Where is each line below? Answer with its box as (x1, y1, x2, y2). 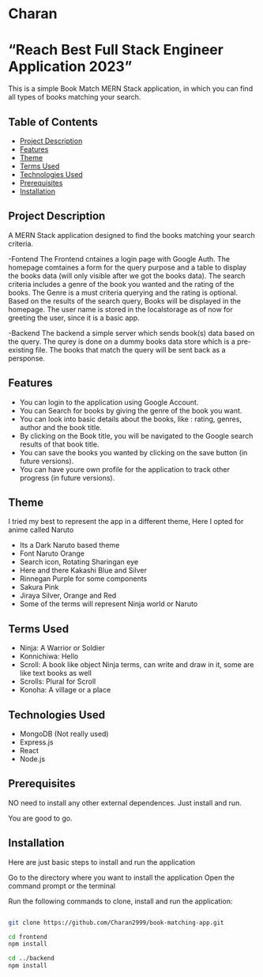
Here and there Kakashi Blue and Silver (19, 566, 148, 575)
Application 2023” (8, 58, 133, 76)
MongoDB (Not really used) (19, 729, 109, 738)
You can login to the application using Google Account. (19, 397, 199, 407)
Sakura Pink (19, 583, 59, 592)
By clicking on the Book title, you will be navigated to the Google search (19, 431, 254, 440)
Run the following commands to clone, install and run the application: (8, 896, 233, 906)
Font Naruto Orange (19, 549, 85, 558)
